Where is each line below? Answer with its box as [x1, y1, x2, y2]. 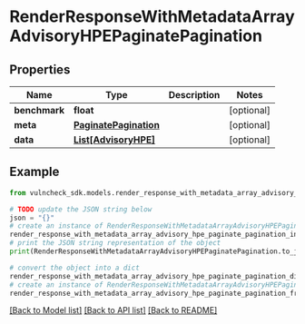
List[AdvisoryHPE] [73, 133, 156, 146]
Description [168, 89, 221, 101]
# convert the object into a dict [9, 263, 141, 272]
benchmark [14, 104, 65, 116]
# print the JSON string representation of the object [9, 239, 221, 248]
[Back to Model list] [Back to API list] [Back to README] [9, 305, 218, 316]
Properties [9, 62, 71, 77]
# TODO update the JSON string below [9, 204, 152, 214]
